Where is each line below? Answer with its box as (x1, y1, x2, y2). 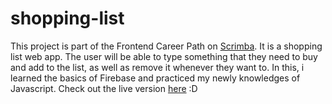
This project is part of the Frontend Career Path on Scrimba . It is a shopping (10, 40, 323, 52)
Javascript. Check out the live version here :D (10, 82, 198, 94)
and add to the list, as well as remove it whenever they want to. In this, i (10, 61, 305, 73)
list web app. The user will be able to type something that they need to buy (10, 50, 318, 62)
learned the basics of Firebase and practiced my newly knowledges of (10, 72, 301, 84)
